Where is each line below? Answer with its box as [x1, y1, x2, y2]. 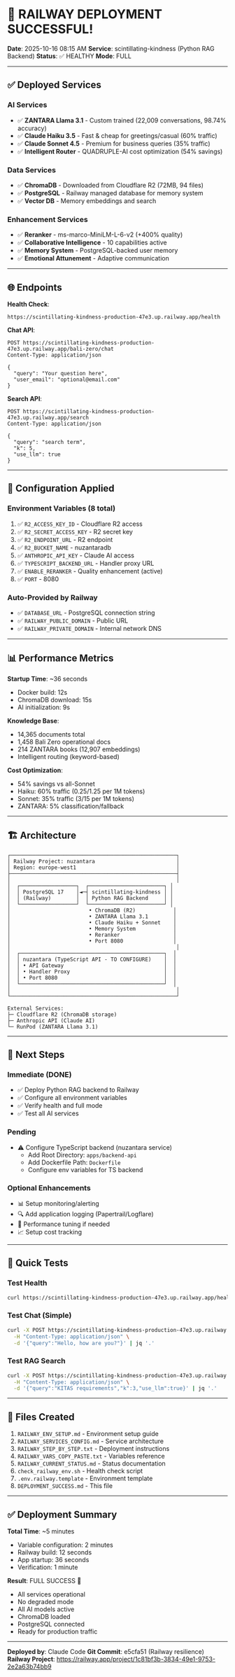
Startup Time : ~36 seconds [7, 674, 88, 683]
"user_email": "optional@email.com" [13, 376, 120, 384]
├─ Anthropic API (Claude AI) [7, 1017, 96, 1024]
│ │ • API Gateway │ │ [7, 962, 177, 969]
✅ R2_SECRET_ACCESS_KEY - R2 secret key [17, 527, 133, 536]
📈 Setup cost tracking [17, 1227, 83, 1236]
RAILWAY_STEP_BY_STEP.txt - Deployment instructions [17, 1445, 170, 1453]
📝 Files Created [7, 1411, 75, 1423]
